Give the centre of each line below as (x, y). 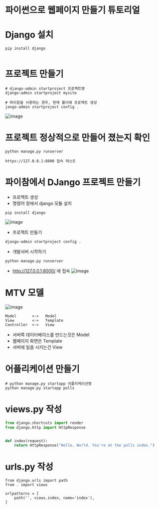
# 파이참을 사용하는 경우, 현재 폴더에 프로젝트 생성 (51, 103)
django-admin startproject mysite (41, 93)
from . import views (27, 485)
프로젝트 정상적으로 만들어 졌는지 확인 (78, 138)
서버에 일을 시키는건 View (37, 347)
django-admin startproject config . (43, 242)
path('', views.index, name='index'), (54, 498)
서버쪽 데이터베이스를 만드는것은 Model (51, 335)
